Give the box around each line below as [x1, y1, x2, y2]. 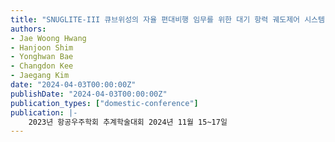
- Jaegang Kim [10, 71, 70, 81]
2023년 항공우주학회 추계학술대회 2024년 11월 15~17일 [28, 117, 228, 127]
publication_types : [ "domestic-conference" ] [10, 98, 199, 108]
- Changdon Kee [10, 61, 74, 71]
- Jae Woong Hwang [10, 33, 87, 43]
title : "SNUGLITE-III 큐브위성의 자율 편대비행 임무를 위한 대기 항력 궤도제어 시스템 [10, 14, 325, 25]
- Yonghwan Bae [10, 52, 74, 62]
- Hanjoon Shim [10, 42, 74, 53]
